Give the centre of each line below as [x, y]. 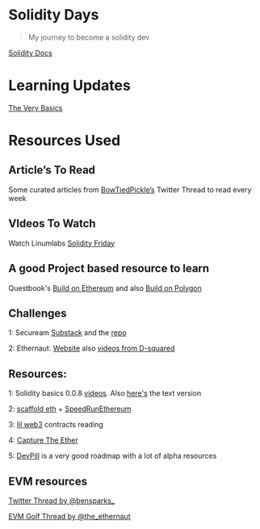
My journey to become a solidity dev [89, 37]
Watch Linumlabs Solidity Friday [62, 243]
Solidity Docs [30, 52]
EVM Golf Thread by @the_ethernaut [69, 516]
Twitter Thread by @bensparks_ [61, 500]
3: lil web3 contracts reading [56, 425]
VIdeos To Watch [52, 224]
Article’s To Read [52, 170]
